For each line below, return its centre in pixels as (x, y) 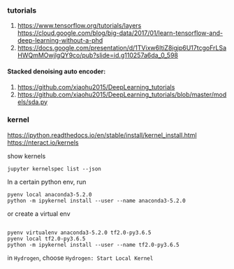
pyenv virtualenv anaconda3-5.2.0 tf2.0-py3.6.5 (79, 233)
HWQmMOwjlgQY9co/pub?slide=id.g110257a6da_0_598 (97, 55)
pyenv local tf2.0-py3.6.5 (46, 239)
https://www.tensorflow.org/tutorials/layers (79, 26)
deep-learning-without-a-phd (60, 41)
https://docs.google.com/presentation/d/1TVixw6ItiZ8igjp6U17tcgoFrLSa (122, 48)
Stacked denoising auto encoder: (57, 71)
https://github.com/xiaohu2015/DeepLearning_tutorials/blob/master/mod (122, 94)
